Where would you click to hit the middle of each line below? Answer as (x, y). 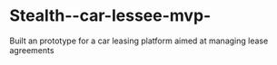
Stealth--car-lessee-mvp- (110, 16)
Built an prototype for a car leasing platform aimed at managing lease (139, 41)
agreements (32, 50)
